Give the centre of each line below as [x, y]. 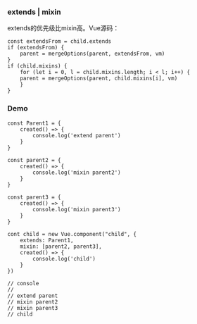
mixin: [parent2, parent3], [61, 247]
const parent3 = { [34, 197]
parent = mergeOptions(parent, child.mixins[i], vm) [99, 79]
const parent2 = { [34, 160]
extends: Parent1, [47, 240]
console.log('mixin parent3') [77, 209]
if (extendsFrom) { [36, 48]
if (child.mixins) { [38, 66]
